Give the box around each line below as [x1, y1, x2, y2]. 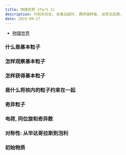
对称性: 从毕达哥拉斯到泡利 [5, 130, 69, 136]
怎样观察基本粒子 [5, 58, 46, 65]
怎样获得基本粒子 [5, 72, 46, 79]
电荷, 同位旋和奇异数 [5, 115, 53, 122]
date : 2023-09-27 [5, 16, 41, 21]
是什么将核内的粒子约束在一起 [5, 87, 76, 93]
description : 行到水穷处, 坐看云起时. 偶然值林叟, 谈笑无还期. [5, 12, 123, 17]
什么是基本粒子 [5, 44, 41, 50]
